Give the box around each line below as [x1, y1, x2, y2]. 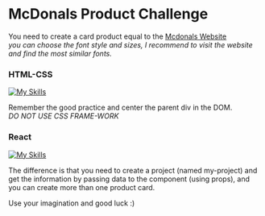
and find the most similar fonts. [8, 48, 113, 58]
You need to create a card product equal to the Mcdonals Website [8, 31, 227, 41]
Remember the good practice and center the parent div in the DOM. [8, 102, 233, 113]
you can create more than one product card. [8, 182, 155, 192]
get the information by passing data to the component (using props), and [8, 174, 251, 184]
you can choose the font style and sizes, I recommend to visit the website [8, 39, 254, 49]
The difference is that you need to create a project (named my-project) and [8, 165, 258, 175]
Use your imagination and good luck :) [8, 198, 135, 208]
